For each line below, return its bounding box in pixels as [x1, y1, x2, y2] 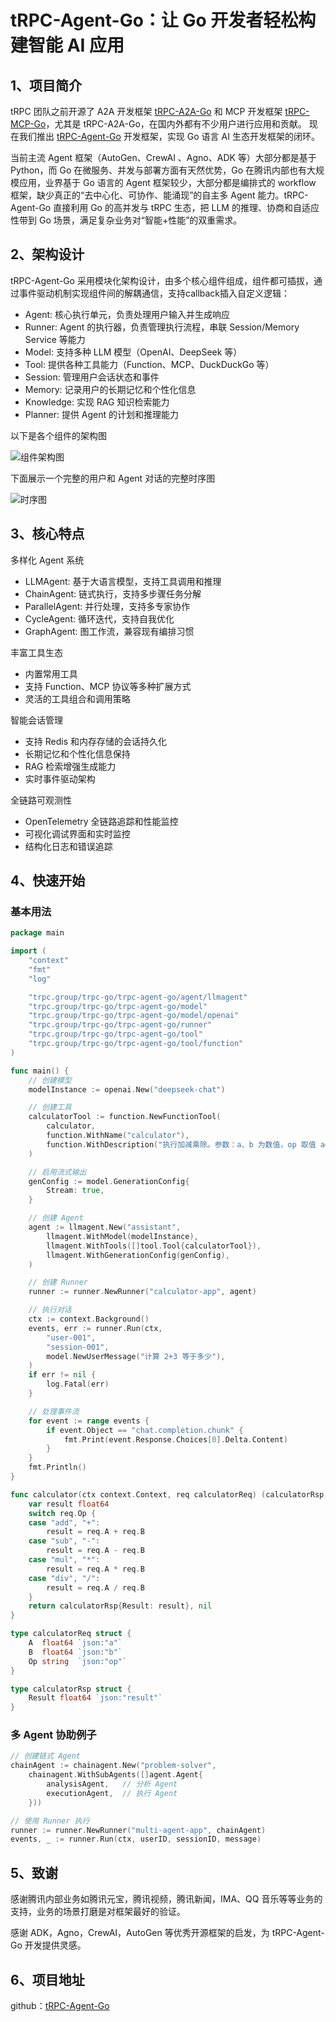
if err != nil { [28, 1370, 97, 1380]
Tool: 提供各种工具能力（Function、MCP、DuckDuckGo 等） [24, 358, 275, 370]
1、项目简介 [10, 77, 83, 94]
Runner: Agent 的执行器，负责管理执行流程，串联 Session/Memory [24, 321, 300, 333]
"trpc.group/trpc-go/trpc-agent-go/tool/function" [28, 1039, 244, 1049]
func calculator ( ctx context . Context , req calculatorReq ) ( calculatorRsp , [10, 1489, 329, 1500]
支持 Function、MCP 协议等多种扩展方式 [24, 680, 192, 692]
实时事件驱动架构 [24, 772, 96, 785]
